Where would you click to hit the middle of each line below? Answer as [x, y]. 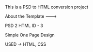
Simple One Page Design [30, 35]
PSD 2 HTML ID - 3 [24, 26]
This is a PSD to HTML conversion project [47, 7]
